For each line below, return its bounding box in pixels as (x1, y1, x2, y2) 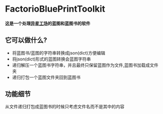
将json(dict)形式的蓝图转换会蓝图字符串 (12, 56, 91, 62)
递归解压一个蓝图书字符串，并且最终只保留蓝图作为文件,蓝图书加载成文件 (12, 62, 159, 68)
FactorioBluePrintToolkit (5, 3, 106, 15)
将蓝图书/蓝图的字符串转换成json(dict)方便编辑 (12, 50, 106, 56)
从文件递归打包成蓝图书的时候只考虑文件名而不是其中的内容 (5, 104, 125, 110)
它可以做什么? (5, 36, 47, 44)
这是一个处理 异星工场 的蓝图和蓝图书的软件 (5, 20, 91, 26)
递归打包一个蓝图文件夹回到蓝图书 (12, 74, 81, 80)
